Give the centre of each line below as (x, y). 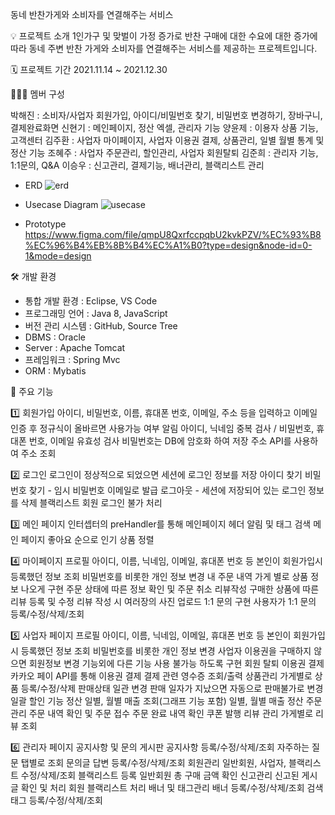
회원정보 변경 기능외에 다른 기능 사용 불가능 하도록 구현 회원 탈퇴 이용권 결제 (176, 663)
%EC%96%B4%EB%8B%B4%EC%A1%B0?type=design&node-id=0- (168, 245)
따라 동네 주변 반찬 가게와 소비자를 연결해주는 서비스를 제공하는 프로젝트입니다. (164, 48)
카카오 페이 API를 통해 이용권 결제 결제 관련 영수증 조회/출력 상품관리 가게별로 (161, 676)
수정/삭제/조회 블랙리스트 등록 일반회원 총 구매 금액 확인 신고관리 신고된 (160, 775)
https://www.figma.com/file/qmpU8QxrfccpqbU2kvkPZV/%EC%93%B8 (173, 234)
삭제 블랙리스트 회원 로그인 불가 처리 (91, 502)
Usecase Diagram (61, 204)
